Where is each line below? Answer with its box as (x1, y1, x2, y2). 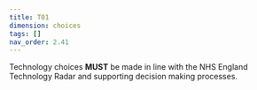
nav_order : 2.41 (9, 37, 69, 47)
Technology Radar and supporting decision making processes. (9, 71, 238, 82)
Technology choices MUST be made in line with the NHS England (9, 62, 248, 72)
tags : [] (9, 29, 42, 38)
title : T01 (9, 12, 50, 22)
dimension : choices (9, 21, 82, 30)
